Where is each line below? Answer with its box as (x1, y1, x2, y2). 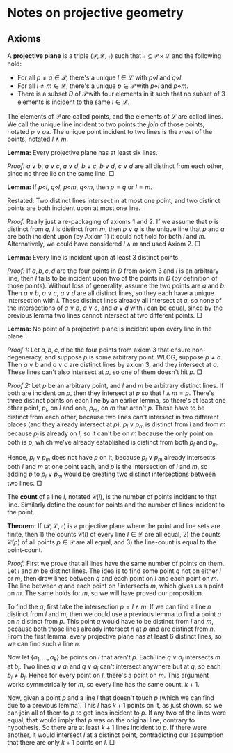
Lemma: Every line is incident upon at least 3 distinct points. (7, 253, 180, 261)
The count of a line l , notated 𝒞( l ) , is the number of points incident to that (7, 492, 217, 500)
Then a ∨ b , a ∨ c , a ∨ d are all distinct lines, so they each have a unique (7, 289, 214, 297)
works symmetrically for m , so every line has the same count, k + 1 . (7, 680, 200, 689)
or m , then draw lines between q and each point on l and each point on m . (7, 574, 219, 582)
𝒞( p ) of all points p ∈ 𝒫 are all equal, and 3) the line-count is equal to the (7, 537, 217, 546)
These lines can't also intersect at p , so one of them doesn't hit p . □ (7, 368, 203, 376)
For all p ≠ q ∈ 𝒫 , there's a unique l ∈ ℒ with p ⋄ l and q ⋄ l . (17, 73, 183, 82)
